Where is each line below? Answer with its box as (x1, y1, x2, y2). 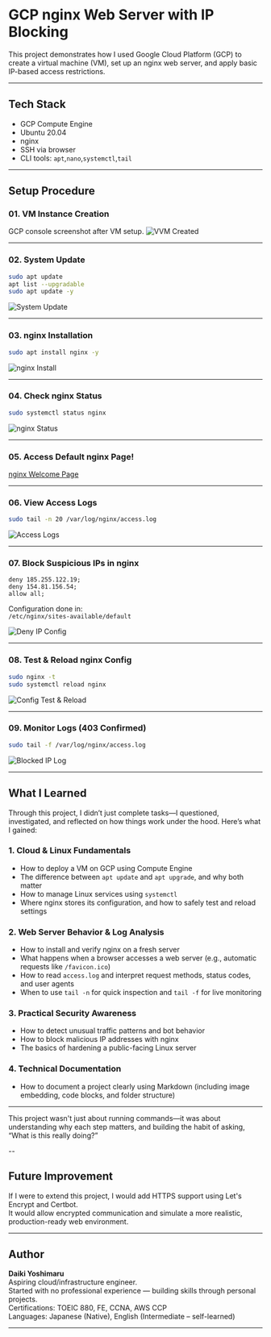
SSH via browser (19, 144, 77, 154)
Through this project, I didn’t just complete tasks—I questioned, (8, 808, 219, 818)
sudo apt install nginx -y (8, 348, 99, 356)
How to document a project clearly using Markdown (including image (19, 1081, 250, 1091)
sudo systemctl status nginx (8, 409, 106, 417)
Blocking (8, 23, 69, 41)
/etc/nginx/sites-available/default (8, 613, 131, 621)
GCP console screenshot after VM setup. (8, 227, 144, 236)
